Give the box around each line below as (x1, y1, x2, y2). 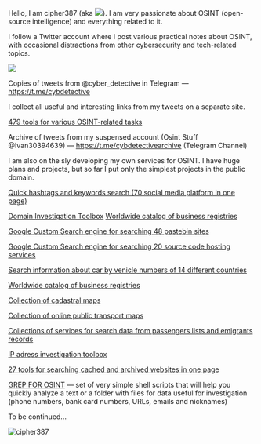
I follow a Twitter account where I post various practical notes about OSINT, (8, 32, 252, 41)
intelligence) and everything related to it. (32, 16, 163, 26)
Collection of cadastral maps (8, 296, 101, 305)
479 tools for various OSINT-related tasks (8, 118, 143, 126)
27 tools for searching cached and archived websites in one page (8, 365, 219, 374)
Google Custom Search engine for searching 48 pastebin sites (8, 227, 209, 235)
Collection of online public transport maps (8, 311, 144, 320)
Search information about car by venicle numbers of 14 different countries (8, 265, 247, 275)
